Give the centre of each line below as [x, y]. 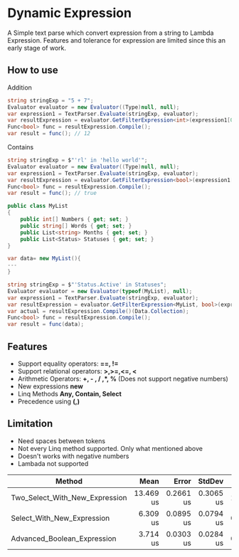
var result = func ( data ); [46, 324]
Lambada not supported [53, 463]
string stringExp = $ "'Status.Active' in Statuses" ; [87, 285]
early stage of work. [37, 48]
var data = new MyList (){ [44, 259]
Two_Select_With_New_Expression [69, 497]
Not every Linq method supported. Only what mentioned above [110, 448]
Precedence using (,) [49, 401]
